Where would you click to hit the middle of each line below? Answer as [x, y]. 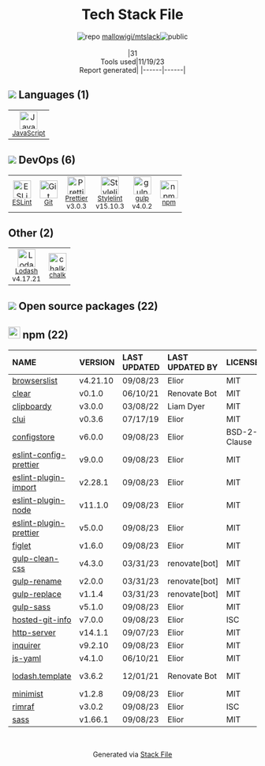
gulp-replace [37, 594]
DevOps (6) [47, 160]
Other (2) [31, 233]
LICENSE [243, 362]
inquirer [26, 645]
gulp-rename [37, 581]
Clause [239, 442]
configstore [34, 436]
